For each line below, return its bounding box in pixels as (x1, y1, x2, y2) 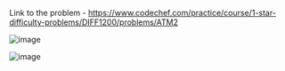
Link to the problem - (9, 8, 86, 18)
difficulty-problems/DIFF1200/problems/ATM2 (9, 17, 178, 28)
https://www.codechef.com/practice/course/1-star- (87, 8, 276, 18)
